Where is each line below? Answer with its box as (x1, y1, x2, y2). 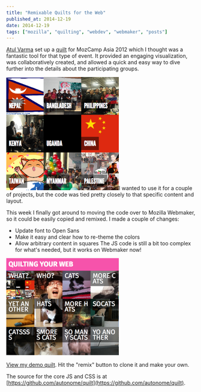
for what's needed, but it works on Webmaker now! (14, 247, 142, 254)
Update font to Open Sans (14, 227, 80, 234)
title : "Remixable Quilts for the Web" (6, 10, 106, 16)
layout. (6, 197, 23, 204)
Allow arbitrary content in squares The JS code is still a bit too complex (14, 240, 191, 247)
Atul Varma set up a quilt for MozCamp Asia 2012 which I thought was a (6, 46, 183, 54)
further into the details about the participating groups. (6, 65, 139, 72)
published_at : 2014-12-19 (6, 16, 71, 22)
